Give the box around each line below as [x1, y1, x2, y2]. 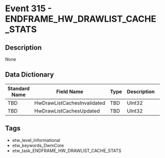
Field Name [56, 88, 83, 95]
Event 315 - [5, 3, 52, 14]
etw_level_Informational [12, 137, 60, 143]
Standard [7, 85, 30, 92]
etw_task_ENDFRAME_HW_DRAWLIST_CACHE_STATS [12, 148, 122, 154]
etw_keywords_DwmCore [12, 142, 64, 148]
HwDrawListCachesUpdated [34, 107, 100, 114]
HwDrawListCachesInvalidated [34, 99, 106, 106]
